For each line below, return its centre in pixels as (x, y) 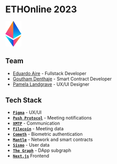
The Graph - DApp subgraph (42, 150)
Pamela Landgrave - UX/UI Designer (51, 84)
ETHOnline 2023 (41, 9)
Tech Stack (24, 100)
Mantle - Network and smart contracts (53, 139)
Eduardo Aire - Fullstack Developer (50, 73)
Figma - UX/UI (27, 112)
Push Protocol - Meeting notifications (52, 118)
